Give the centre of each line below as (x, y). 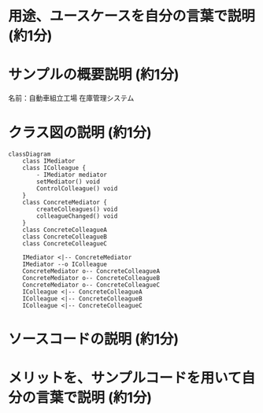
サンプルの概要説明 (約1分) (94, 75)
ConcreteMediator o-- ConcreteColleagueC (91, 285)
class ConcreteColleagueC (65, 244)
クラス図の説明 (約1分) (80, 133)
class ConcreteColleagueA (65, 230)
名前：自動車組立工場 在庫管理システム (71, 98)
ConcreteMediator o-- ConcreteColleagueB (91, 278)
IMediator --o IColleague (65, 264)
